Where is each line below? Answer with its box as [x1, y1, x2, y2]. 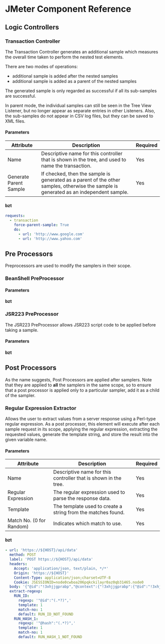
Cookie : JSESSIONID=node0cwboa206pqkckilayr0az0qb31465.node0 [14, 580, 144, 585]
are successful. [5, 93, 36, 99]
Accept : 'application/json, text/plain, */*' [14, 566, 109, 571]
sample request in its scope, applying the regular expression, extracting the [5, 426, 158, 432]
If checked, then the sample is [41, 170, 110, 177]
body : [9, 584, 21, 590]
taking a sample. [5, 327, 38, 333]
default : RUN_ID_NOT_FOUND [18, 612, 74, 617]
